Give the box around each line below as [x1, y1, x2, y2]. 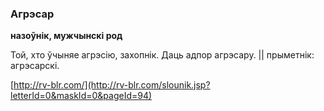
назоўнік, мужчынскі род [10, 30, 123, 42]
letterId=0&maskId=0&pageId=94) [10, 90, 153, 102]
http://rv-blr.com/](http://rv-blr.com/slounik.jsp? [13, 79, 211, 91]
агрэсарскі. [10, 60, 60, 72]
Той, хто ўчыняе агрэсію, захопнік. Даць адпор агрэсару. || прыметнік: [10, 49, 315, 61]
